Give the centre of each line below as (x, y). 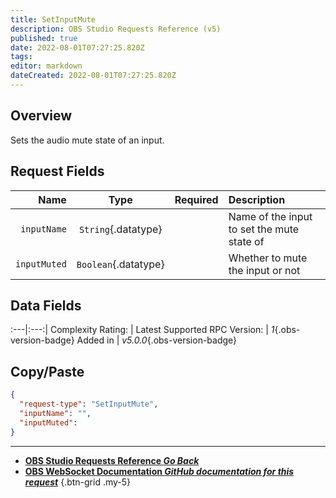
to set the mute (264, 229)
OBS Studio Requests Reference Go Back (112, 460)
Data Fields (46, 305)
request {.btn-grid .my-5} (78, 482)
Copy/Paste (47, 371)
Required (196, 199)
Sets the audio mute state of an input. (87, 140)
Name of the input (270, 216)
